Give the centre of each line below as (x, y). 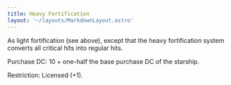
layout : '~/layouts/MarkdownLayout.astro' (70, 20)
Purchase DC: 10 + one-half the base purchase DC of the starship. (103, 61)
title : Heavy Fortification (49, 14)
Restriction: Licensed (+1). (45, 75)
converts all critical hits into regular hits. (65, 48)
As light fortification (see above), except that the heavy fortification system (116, 40)
